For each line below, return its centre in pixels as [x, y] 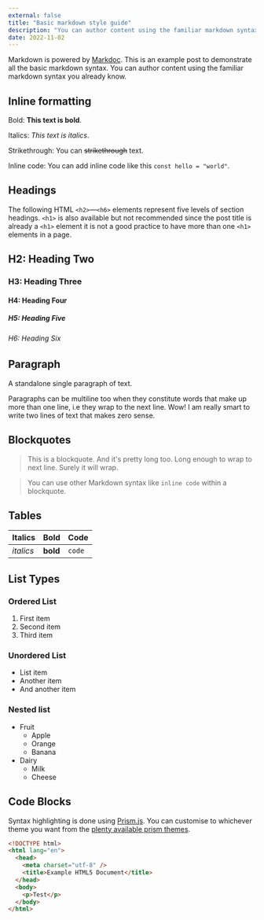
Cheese [44, 777]
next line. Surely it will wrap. [73, 467]
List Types [34, 579]
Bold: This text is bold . [45, 120]
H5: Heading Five [37, 318]
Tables [25, 515]
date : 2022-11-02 [37, 37]
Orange [44, 743]
